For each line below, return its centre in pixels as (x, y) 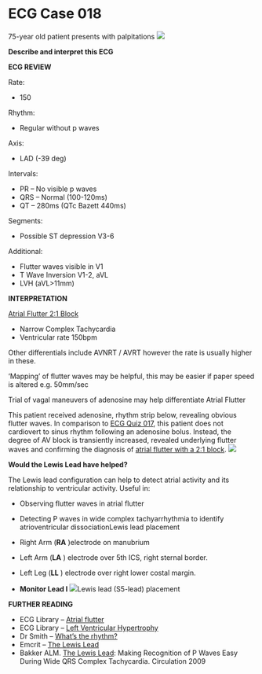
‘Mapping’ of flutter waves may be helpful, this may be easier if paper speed (131, 376)
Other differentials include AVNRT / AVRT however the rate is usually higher (130, 352)
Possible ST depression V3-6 (67, 236)
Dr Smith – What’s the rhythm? (68, 636)
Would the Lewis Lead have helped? (68, 464)
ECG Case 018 (55, 14)
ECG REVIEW (30, 67)
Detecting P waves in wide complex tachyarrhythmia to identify (122, 518)
